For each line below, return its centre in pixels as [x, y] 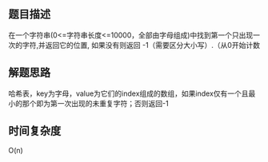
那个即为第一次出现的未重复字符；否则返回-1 [96, 103]
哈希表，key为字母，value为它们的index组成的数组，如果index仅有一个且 [129, 93]
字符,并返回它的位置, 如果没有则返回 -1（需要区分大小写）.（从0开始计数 [141, 45]
